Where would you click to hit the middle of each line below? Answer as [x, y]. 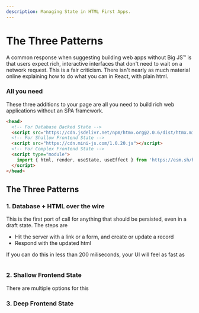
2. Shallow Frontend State [44, 275]
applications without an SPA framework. [55, 111]
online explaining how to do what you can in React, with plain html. [87, 76]
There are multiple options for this [47, 288]
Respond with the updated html [53, 243]
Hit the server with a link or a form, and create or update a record [94, 237]
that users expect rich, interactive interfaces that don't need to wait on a [94, 63]
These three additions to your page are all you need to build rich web [90, 104]
